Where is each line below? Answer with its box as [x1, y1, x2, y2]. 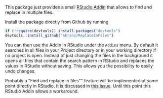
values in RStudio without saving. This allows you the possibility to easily [5, 63, 153, 68]
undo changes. [5, 68, 36, 74]
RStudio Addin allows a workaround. [5, 88, 79, 94]
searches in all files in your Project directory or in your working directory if [5, 47, 157, 53]
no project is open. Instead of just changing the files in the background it [5, 52, 153, 58]
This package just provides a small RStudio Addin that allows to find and [5, 4, 152, 10]
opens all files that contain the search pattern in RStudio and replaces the [5, 58, 155, 64]
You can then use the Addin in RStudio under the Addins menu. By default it [5, 42, 158, 48]
